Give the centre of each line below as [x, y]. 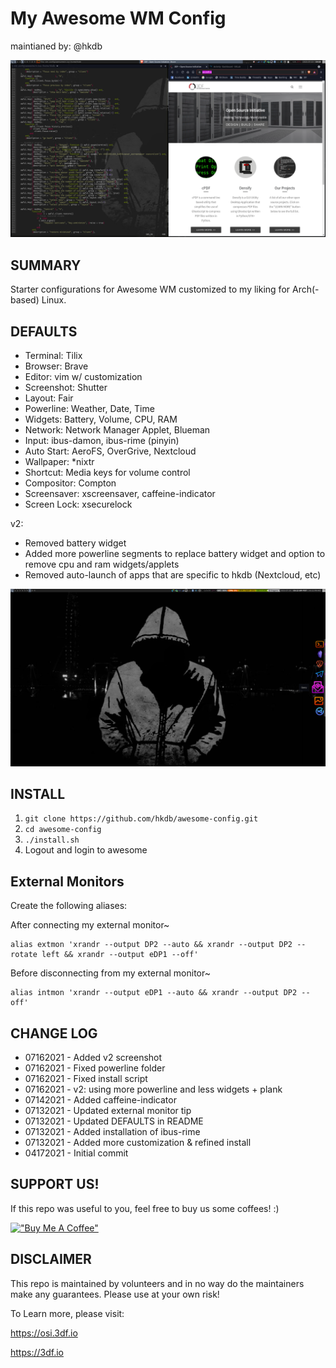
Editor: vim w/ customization [83, 377]
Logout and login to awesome [86, 850]
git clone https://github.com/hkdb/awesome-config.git [141, 819]
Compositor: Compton [70, 483]
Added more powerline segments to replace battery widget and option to [175, 554]
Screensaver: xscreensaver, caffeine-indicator [120, 494]
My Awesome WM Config [118, 18]
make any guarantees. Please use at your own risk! [115, 1294]
